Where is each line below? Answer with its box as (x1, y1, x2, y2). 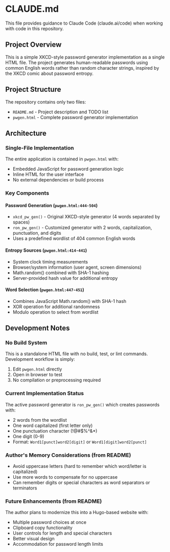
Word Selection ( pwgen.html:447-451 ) (5, 287, 84, 293)
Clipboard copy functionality (12, 525, 73, 531)
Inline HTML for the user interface (12, 171, 84, 177)
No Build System (5, 339, 47, 346)
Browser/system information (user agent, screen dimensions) (12, 264, 142, 270)
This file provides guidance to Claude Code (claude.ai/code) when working (5, 20, 163, 26)
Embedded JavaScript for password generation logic (12, 166, 124, 172)
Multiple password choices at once (12, 519, 87, 525)
